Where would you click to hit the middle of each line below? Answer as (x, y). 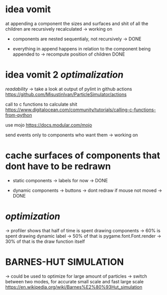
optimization (33, 216)
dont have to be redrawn (58, 166)
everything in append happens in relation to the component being (81, 48)
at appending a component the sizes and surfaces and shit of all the (77, 23)
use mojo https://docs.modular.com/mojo (49, 125)
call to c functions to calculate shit (41, 104)
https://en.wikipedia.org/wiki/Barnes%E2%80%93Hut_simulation (74, 287)
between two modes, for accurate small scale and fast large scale (75, 281)
